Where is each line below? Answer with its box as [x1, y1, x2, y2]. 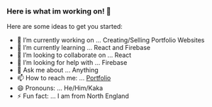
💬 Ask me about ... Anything [16, 66, 99, 75]
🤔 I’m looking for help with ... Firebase [16, 58, 128, 67]
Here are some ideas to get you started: [6, 23, 123, 31]
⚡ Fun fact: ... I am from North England [16, 92, 129, 101]
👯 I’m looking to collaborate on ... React [16, 51, 132, 59]
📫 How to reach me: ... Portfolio [16, 74, 111, 82]
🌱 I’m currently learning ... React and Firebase [16, 44, 150, 52]
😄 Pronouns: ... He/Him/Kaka [16, 84, 104, 92]
